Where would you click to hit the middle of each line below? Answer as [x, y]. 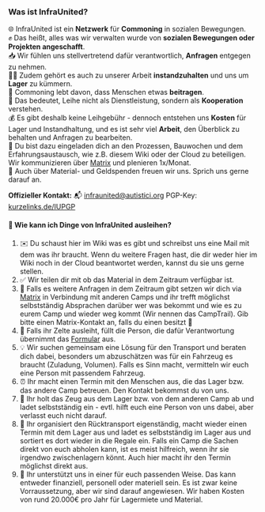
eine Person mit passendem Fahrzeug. [82, 373]
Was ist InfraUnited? [48, 12]
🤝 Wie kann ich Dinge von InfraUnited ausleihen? [90, 224]
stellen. [32, 271]
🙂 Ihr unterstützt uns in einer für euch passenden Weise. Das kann [127, 474]
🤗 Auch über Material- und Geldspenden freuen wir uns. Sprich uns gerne [129, 171]
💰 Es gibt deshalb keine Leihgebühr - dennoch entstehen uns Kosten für [127, 118]
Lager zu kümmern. [40, 84]
